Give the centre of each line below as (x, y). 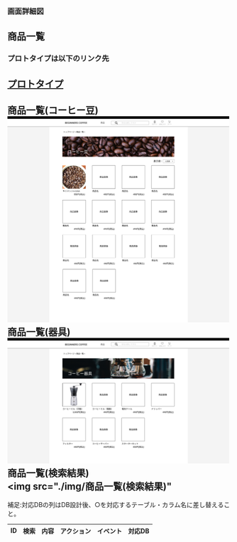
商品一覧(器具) (39, 332)
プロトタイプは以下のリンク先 (59, 58)
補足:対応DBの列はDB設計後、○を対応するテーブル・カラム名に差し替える (116, 505)
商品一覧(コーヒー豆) (53, 111)
